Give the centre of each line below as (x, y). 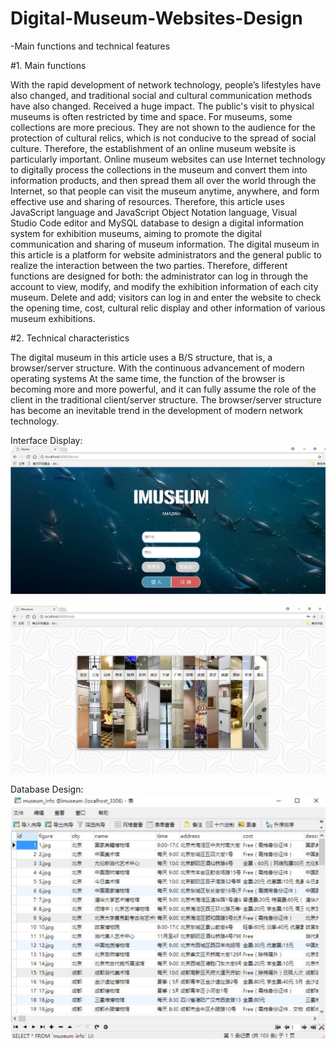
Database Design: (47, 789)
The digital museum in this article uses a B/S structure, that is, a (141, 357)
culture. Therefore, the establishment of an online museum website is (153, 148)
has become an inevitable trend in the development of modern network (156, 410)
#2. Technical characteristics (70, 338)
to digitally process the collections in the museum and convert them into (159, 169)
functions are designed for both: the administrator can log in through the (159, 276)
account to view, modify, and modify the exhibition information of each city (164, 286)
